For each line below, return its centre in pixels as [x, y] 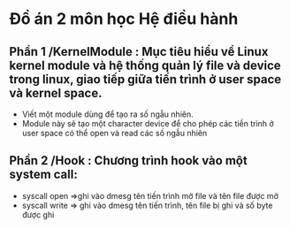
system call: [43, 175]
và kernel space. [56, 93]
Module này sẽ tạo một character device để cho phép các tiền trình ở [148, 123]
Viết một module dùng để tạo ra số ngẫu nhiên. [107, 114]
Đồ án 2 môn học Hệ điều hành [124, 19]
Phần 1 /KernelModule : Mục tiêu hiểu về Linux [139, 52]
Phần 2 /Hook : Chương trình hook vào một [128, 160]
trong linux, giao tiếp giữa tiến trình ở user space [145, 79]
